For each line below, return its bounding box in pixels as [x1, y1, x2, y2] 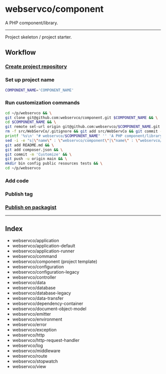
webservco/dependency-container [12, 300, 83, 307]
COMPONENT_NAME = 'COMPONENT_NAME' [5, 87, 74, 92]
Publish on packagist [5, 204, 57, 210]
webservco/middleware [12, 348, 61, 354]
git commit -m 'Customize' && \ [5, 152, 72, 157]
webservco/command [12, 253, 57, 259]
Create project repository [5, 63, 68, 70]
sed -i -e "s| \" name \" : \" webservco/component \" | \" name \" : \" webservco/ [5, 138, 163, 143]
